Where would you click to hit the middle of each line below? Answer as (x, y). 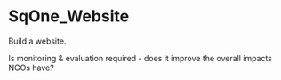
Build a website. (37, 41)
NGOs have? (31, 68)
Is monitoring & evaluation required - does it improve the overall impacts (140, 58)
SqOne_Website (69, 16)
